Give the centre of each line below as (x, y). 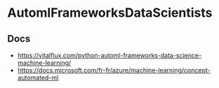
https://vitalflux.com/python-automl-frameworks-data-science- (109, 55)
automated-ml (38, 78)
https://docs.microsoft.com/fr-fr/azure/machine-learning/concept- (114, 70)
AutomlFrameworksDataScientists (110, 13)
